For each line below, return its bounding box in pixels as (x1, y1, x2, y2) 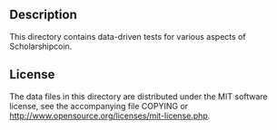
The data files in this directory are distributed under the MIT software (9, 90, 268, 102)
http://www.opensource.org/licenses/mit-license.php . (9, 110, 211, 121)
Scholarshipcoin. (9, 41, 73, 51)
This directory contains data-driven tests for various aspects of (9, 31, 247, 42)
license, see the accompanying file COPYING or (9, 100, 189, 111)
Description (9, 7, 77, 23)
